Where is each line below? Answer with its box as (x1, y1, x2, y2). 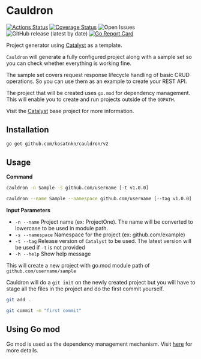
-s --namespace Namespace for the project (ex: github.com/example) (14, 231, 185, 238)
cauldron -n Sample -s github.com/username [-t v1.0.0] (6, 185, 149, 191)
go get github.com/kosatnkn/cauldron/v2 (6, 141, 109, 147)
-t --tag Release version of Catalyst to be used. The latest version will (14, 238, 192, 245)
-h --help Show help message (14, 250, 91, 257)
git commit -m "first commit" (6, 308, 82, 314)
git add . (6, 297, 31, 303)
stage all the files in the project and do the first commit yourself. (6, 285, 164, 292)
